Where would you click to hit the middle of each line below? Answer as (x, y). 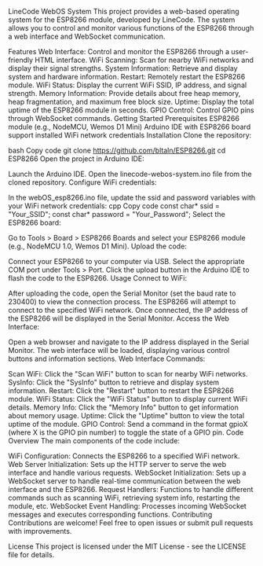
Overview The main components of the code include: (94, 441)
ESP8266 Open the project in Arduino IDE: (76, 159)
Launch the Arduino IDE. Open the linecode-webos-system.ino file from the (130, 174)
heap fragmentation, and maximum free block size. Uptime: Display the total (131, 102)
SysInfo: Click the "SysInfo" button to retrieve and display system (114, 382)
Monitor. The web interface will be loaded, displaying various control (119, 350)
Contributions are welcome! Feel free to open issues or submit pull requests (131, 523)
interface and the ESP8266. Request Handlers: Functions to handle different (131, 489)
